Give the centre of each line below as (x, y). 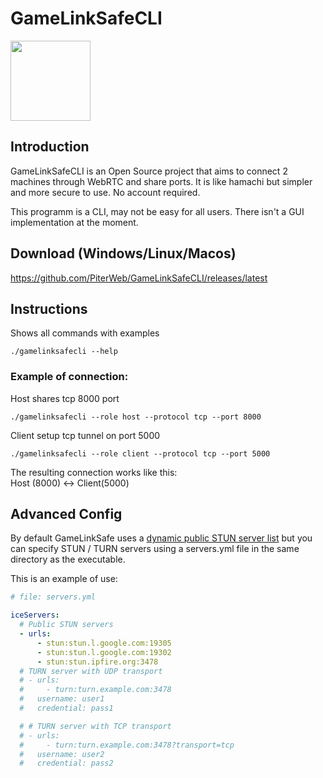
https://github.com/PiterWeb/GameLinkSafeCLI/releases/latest (139, 278)
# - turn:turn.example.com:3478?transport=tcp (127, 745)
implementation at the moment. (74, 222)
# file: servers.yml (53, 597)
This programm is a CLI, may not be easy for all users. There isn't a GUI (157, 211)
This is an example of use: (64, 579)
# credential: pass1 (66, 708)
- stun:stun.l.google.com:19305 (104, 643)
